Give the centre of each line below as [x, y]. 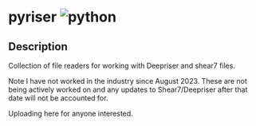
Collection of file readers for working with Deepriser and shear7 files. [122, 65]
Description [38, 47]
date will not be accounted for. [58, 98]
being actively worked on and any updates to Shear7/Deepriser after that [128, 89]
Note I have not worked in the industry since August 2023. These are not [128, 81]
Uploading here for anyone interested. [71, 113]
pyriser [33, 17]
